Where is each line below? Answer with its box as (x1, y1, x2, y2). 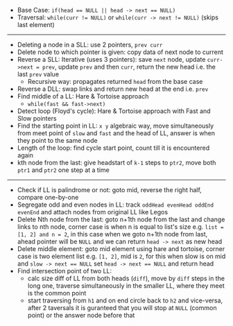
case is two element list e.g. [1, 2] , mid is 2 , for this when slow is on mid (17, 252, 226, 260)
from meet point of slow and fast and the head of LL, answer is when (17, 129, 216, 137)
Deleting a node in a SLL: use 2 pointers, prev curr (17, 41, 163, 49)
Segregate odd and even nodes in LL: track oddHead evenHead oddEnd (17, 200, 214, 209)
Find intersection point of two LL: (17, 267, 112, 275)
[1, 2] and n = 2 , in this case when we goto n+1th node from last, (17, 230, 208, 238)
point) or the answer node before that (27, 311, 135, 319)
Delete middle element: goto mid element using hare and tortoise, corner (17, 245, 225, 252)
